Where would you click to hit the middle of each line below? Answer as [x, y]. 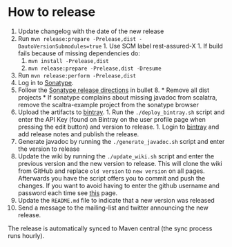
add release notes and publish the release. [78, 134]
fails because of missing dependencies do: [79, 53]
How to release [52, 12]
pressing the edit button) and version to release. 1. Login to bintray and [118, 127]
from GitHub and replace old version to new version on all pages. [112, 171]
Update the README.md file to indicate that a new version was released [116, 200]
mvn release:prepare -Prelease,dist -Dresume [95, 68]
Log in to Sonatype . [46, 82]
